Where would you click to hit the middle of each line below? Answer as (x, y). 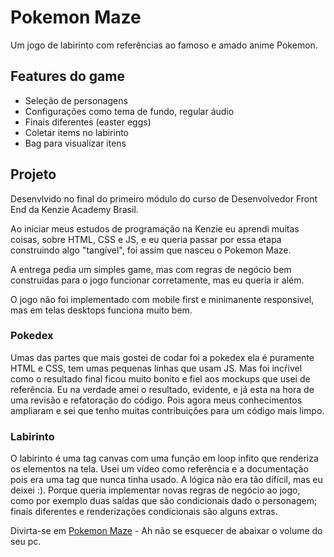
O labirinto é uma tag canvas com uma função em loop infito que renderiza (164, 458)
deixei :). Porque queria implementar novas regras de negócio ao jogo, (155, 490)
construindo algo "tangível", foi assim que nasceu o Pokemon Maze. (151, 250)
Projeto (33, 174)
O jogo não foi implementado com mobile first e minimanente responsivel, (162, 299)
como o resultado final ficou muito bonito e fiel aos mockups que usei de (160, 378)
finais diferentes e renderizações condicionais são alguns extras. (144, 512)
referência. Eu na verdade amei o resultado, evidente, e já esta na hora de (162, 389)
